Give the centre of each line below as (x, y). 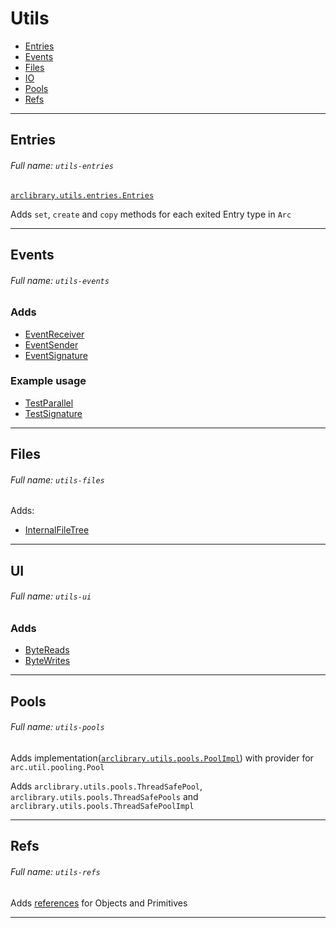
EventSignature (56, 355)
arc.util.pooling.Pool (57, 767)
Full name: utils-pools (57, 727)
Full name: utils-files (57, 479)
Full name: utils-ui (51, 596)
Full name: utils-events (60, 280)
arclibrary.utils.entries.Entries (82, 195)
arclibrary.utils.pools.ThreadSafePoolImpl (102, 806)
